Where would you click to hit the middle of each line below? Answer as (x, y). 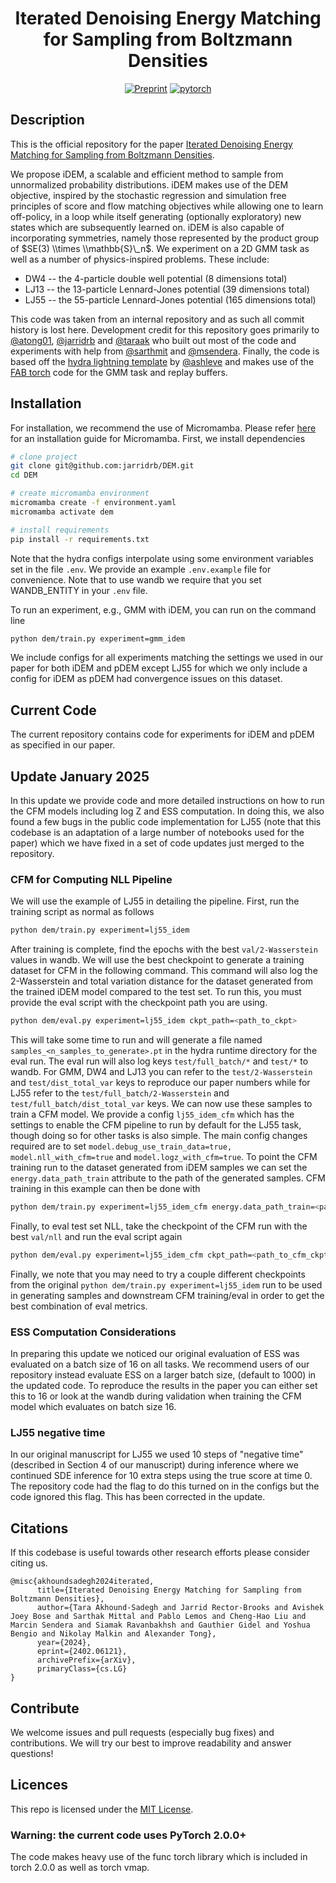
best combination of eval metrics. (79, 1306)
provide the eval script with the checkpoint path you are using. (139, 1003)
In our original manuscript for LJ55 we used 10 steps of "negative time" (157, 1454)
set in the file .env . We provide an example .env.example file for (141, 569)
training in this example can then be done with (105, 1189)
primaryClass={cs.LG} (82, 1669)
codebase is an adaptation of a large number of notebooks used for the (157, 833)
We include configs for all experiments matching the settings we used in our (167, 658)
